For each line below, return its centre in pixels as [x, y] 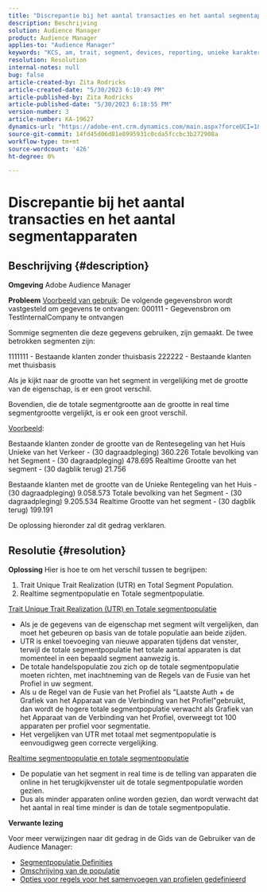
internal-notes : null [44, 68]
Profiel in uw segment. [56, 684]
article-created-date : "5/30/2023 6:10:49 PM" [87, 90]
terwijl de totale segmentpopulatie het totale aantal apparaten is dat [130, 650]
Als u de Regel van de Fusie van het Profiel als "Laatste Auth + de [127, 692]
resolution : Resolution [48, 61]
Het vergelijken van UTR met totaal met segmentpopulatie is [118, 734]
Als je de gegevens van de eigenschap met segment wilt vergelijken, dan [139, 624]
